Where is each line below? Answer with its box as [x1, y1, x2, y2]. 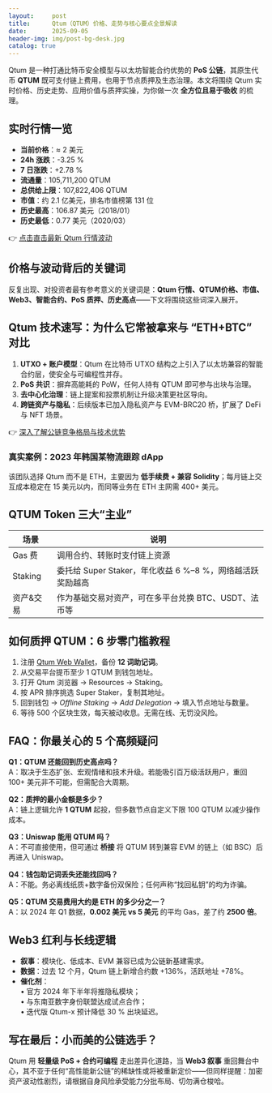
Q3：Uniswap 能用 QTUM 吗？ [8, 832, 112, 842]
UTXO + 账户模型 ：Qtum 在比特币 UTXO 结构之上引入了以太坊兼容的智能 [19, 358, 263, 369]
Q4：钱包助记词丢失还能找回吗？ [8, 869, 119, 880]
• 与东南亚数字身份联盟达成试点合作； [19, 997, 147, 1006]
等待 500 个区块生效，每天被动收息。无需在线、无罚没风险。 [19, 708, 223, 718]
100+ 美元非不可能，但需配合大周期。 [8, 778, 134, 787]
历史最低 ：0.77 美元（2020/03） [19, 216, 130, 225]
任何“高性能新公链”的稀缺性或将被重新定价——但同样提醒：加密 [50, 1065, 263, 1075]
